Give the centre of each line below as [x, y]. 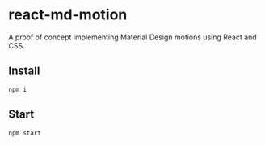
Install [24, 71]
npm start [25, 133]
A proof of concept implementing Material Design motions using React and [132, 37]
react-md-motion [68, 15]
